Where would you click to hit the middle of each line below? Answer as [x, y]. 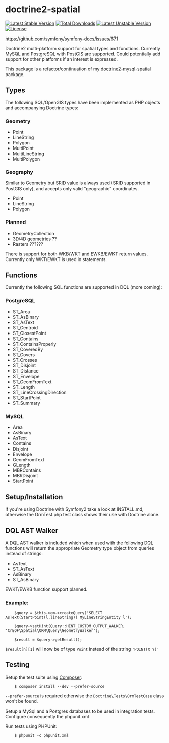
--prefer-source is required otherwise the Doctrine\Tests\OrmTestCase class [85, 696]
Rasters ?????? [28, 244]
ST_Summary [26, 403]
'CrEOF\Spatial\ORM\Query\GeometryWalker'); [53, 630]
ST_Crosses [25, 360]
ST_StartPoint [27, 398]
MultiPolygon [26, 159]
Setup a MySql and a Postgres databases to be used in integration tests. [80, 711]
